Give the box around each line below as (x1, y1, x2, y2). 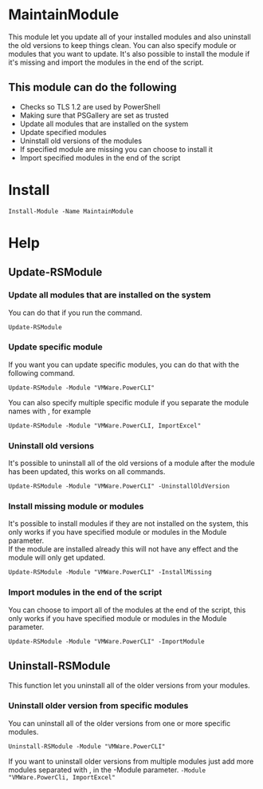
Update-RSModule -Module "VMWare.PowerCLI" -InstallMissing (8, 568, 213, 576)
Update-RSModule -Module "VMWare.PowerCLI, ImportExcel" (8, 421, 202, 429)
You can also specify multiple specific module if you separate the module (8, 397, 249, 407)
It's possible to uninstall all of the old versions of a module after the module (8, 458, 255, 468)
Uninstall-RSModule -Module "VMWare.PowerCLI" (8, 742, 166, 751)
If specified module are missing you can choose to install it (19, 144, 214, 153)
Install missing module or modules (8, 501, 144, 512)
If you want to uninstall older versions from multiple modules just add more (8, 756, 254, 766)
